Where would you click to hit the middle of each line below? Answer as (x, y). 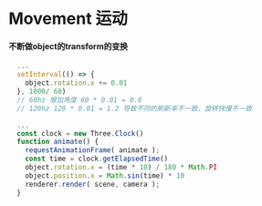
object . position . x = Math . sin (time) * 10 (105, 175)
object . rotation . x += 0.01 (76, 83)
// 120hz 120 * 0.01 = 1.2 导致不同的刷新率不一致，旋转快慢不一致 (135, 108)
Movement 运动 (68, 19)
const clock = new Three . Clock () (80, 133)
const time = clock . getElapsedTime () (97, 159)
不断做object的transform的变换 (68, 46)
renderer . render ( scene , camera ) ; (93, 184)
